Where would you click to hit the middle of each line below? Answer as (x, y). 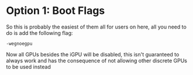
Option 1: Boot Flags (56, 11)
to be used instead (29, 67)
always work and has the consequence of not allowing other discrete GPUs (96, 60)
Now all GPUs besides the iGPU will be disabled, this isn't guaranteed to (93, 54)
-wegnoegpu (19, 44)
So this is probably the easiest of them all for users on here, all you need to (96, 27)
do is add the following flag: (39, 33)
